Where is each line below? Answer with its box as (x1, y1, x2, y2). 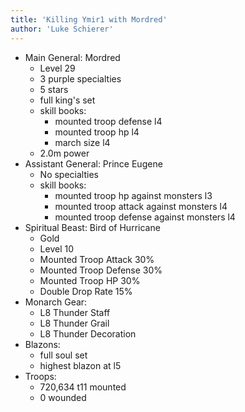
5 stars (39, 83, 69, 95)
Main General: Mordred (24, 51, 121, 63)
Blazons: (24, 338, 61, 350)
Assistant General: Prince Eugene (24, 157, 163, 170)
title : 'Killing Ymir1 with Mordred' (10, 14, 168, 25)
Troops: (24, 370, 57, 382)
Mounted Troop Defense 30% (39, 264, 163, 276)
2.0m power (39, 147, 90, 159)
